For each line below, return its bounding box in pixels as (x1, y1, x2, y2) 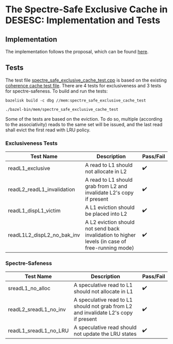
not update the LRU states (74, 330, 137, 337)
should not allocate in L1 (74, 288, 133, 295)
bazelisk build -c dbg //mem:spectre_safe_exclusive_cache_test (5, 98, 146, 103)
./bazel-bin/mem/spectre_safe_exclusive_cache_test (5, 107, 118, 112)
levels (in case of (84, 238, 127, 245)
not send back (84, 225, 120, 232)
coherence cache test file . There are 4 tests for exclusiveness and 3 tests (5, 82, 161, 88)
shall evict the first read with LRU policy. (5, 127, 91, 133)
